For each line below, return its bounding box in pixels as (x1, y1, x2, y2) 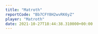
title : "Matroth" (5, 7, 43, 12)
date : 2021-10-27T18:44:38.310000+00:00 (5, 21, 93, 26)
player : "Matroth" (5, 16, 45, 21)
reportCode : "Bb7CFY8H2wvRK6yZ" (5, 12, 74, 17)
